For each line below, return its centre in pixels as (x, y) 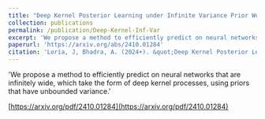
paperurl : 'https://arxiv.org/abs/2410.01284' (86, 45)
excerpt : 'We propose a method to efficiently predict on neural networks (134, 37)
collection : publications (50, 23)
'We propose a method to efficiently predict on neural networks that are (125, 74)
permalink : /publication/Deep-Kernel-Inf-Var (84, 30)
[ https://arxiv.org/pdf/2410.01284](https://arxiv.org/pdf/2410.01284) (118, 106)
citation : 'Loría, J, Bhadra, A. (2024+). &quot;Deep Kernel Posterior (128, 52)
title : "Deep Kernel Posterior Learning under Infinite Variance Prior (128, 15)
